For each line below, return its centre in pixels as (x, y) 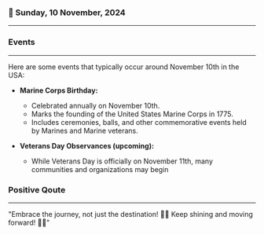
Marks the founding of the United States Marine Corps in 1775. (132, 114)
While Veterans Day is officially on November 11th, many (122, 161)
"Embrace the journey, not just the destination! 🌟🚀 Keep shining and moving (131, 214)
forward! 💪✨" (29, 222)
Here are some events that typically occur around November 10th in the (124, 67)
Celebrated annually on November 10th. (95, 105)
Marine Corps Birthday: (59, 90)
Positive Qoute (37, 189)
